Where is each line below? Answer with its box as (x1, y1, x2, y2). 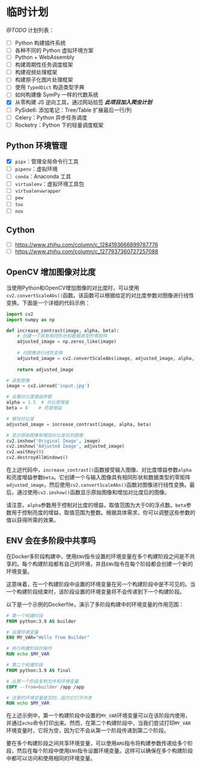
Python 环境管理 (6, 140, 68, 151)
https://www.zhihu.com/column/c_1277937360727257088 (14, 247, 159, 255)
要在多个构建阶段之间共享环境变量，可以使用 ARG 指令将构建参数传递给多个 (6, 739, 188, 747)
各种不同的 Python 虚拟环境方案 (14, 47, 94, 54)
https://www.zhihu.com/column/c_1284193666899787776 (14, 241, 158, 248)
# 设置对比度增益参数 (6, 394, 52, 400)
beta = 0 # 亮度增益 (6, 405, 62, 411)
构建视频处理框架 (14, 68, 58, 76)
